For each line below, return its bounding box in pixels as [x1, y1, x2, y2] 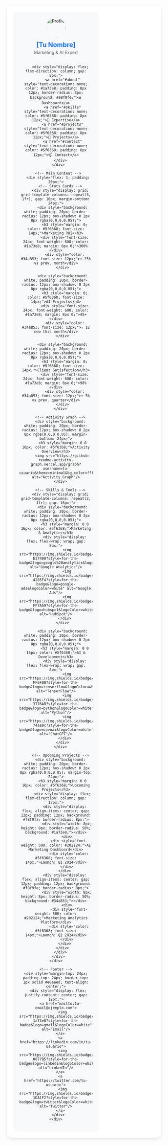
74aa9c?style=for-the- [33, 723, 79, 728]
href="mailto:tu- [45, 1001, 82, 1006]
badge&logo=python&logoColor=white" [19, 706, 94, 711]
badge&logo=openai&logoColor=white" [19, 727, 94, 732]
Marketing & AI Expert [34, 49, 78, 55]
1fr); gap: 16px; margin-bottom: [22, 197, 90, 202]
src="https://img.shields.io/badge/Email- [19, 1014, 107, 1019]
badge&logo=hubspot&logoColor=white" [19, 607, 96, 612]
